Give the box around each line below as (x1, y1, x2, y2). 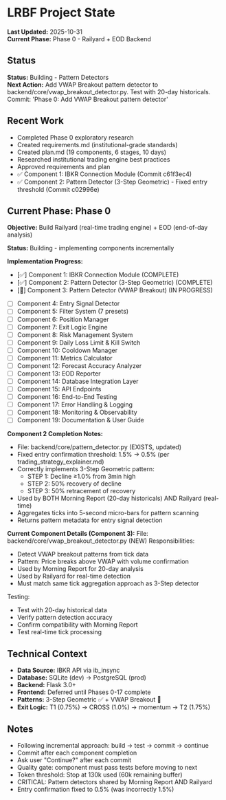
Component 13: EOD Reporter (16, 369, 101, 378)
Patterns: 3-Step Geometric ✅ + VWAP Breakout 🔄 (16, 695, 161, 704)
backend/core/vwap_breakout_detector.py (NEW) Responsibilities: (7, 537, 195, 545)
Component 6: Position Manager (16, 315, 109, 323)
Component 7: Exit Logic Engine (16, 323, 108, 331)
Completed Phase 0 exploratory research (16, 133, 134, 142)
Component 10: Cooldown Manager (16, 346, 118, 354)
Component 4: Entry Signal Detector (16, 299, 120, 307)
